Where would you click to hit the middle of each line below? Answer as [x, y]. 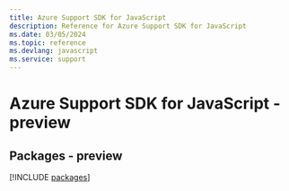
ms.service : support [48, 59]
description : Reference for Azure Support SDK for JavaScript [128, 26]
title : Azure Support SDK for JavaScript [88, 17]
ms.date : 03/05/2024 [48, 34]
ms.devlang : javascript [54, 51]
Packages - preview [66, 156]
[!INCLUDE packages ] [50, 177]
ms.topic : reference [48, 43]
